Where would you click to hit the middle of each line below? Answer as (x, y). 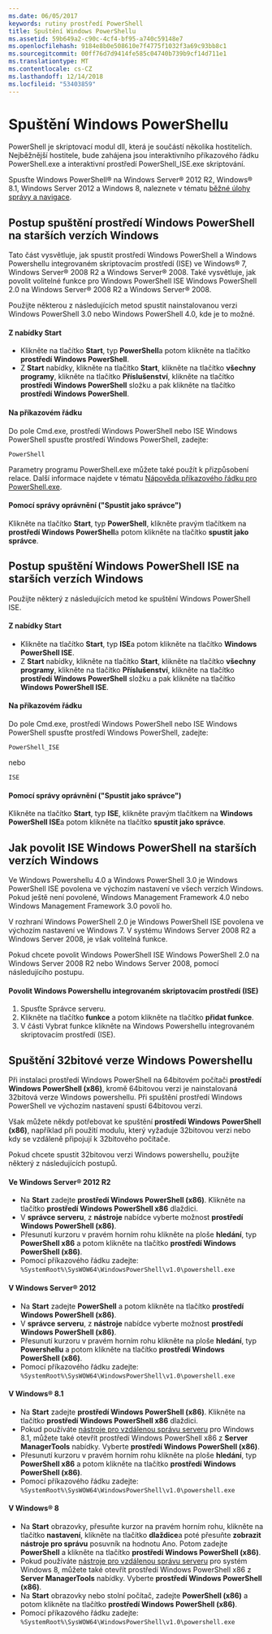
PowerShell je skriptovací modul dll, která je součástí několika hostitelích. (130, 146)
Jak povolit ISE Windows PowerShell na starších (133, 848)
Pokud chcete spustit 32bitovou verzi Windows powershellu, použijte (124, 1155)
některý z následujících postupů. (63, 1164)
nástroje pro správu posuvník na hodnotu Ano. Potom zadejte (124, 1544)
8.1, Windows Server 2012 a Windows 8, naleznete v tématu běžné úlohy (130, 189)
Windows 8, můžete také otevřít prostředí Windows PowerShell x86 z (136, 1569)
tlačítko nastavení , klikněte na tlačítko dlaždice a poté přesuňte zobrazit (140, 1535)
